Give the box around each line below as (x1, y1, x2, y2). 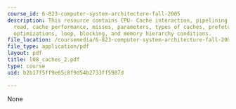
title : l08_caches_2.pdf (7, 56, 80, 63)
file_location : (7, 37, 52, 44)
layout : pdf (7, 50, 42, 57)
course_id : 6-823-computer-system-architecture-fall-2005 (7, 10, 181, 18)
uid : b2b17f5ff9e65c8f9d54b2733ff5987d (7, 69, 124, 76)
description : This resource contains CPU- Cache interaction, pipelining (7, 17, 228, 24)
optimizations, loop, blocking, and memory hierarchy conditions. (13, 30, 212, 37)
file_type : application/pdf (7, 43, 90, 50)
